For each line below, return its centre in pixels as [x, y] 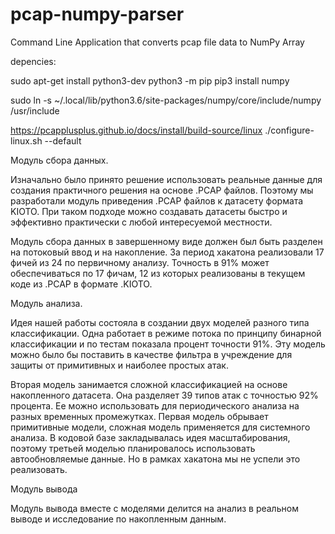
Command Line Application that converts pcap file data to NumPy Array [157, 42]
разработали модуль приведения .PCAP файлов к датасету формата [157, 200]
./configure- [289, 130]
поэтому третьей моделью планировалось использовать [133, 448]
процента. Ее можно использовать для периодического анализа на [155, 405]
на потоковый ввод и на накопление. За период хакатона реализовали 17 [167, 252]
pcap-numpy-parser [97, 14]
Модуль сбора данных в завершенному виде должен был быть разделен [166, 241]
